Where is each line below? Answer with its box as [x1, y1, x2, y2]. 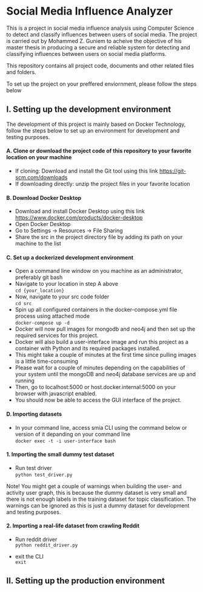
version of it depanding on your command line [15, 430, 130, 438]
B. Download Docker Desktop [6, 194, 82, 201]
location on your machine [6, 154, 72, 161]
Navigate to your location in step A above [15, 280, 118, 287]
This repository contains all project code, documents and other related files [6, 62, 195, 69]
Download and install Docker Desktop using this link [15, 208, 145, 215]
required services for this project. [15, 332, 99, 339]
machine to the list [15, 240, 62, 247]
